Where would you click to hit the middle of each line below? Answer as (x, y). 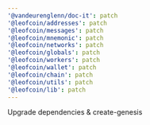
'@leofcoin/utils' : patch (50, 82)
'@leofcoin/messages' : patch (56, 30)
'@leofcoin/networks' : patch (56, 45)
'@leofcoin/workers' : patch (54, 61)
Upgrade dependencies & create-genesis (75, 112)
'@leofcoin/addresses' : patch (58, 23)
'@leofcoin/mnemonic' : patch (56, 38)
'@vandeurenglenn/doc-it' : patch (63, 16)
